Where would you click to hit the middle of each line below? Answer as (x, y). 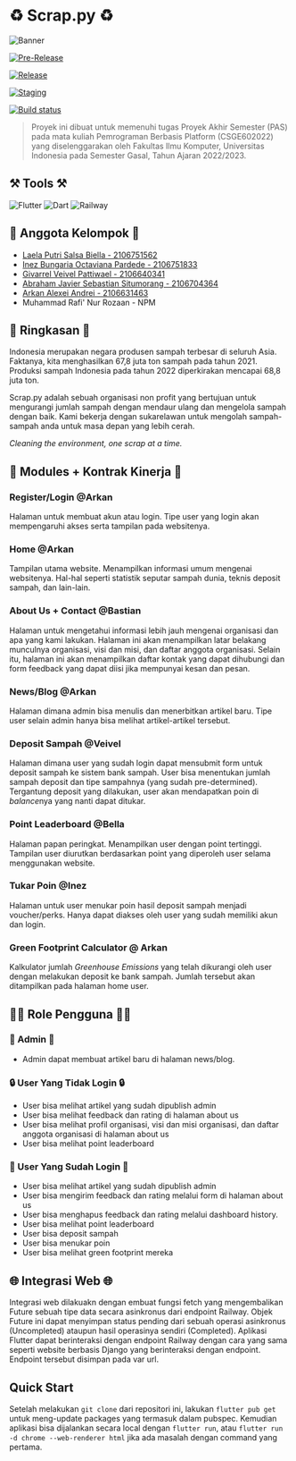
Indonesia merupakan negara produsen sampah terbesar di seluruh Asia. (143, 352)
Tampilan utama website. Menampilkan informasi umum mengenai (131, 569)
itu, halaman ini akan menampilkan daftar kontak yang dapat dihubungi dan (147, 659)
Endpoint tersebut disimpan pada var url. (84, 1359)
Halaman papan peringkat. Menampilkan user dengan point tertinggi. (136, 844)
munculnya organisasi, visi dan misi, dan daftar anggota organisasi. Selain (145, 649)
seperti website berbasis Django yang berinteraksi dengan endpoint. (135, 1350)
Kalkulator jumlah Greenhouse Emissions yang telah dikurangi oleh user (140, 967)
